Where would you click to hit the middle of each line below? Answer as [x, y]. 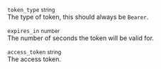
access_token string [34, 52]
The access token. [34, 59]
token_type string [31, 10]
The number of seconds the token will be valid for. [81, 38]
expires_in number [34, 31]
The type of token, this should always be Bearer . [78, 17]
